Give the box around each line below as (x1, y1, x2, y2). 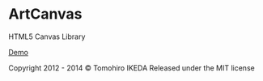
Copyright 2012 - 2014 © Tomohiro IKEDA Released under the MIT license (8, 62, 255, 73)
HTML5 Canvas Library (8, 32, 86, 41)
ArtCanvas (8, 5, 83, 23)
